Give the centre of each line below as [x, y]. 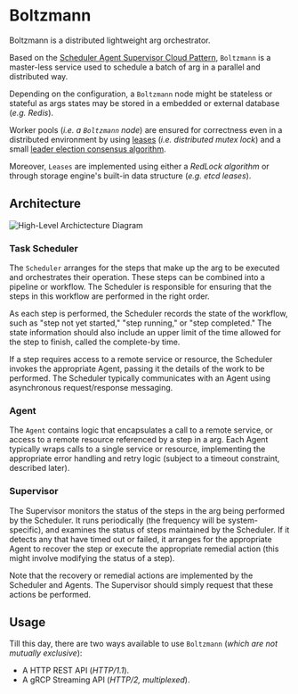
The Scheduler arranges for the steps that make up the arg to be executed [145, 268]
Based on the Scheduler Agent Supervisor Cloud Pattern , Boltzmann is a [140, 57]
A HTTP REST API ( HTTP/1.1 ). [76, 671]
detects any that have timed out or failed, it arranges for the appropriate [141, 539]
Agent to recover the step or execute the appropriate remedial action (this [144, 549]
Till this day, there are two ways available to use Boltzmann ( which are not [144, 644]
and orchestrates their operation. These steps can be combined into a [137, 277]
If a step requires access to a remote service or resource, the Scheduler [141, 359]
